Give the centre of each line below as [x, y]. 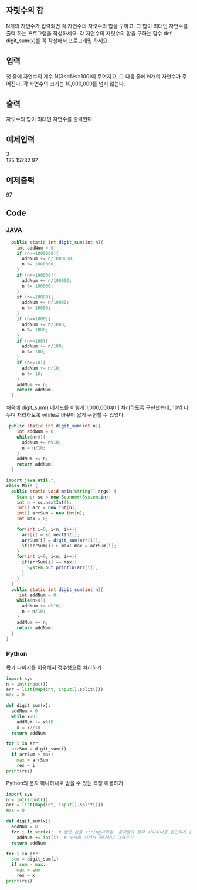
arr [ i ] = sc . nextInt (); [51, 534]
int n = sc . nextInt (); [44, 502]
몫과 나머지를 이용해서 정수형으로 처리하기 [54, 667]
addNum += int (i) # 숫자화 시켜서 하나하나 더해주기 [75, 838]
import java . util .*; [31, 480]
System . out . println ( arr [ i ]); [63, 568]
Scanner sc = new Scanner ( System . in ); [64, 497]
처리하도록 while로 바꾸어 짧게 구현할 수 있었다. [71, 415]
